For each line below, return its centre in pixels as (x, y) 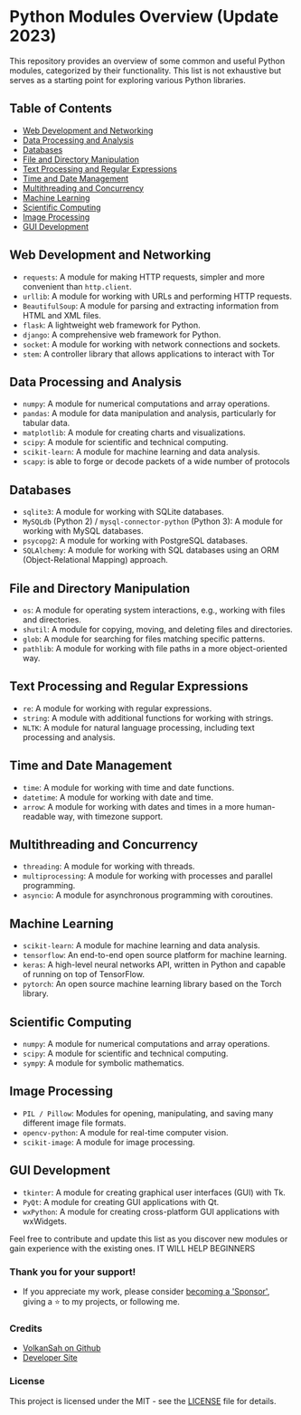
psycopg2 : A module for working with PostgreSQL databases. (135, 541)
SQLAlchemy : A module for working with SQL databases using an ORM (151, 550)
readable (39, 816)
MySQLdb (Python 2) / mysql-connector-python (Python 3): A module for (152, 521)
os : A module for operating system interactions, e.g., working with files (154, 610)
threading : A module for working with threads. (108, 867)
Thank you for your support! (73, 1271)
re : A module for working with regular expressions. (117, 708)
